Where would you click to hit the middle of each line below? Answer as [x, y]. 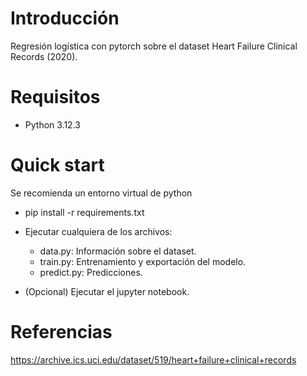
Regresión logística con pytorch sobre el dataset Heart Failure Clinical [154, 46]
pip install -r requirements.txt [84, 212]
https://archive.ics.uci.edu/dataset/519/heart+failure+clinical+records [153, 359]
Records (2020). [44, 56]
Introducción [65, 18]
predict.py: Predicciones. [91, 272]
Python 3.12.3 [52, 124]
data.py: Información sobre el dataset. [118, 251]
